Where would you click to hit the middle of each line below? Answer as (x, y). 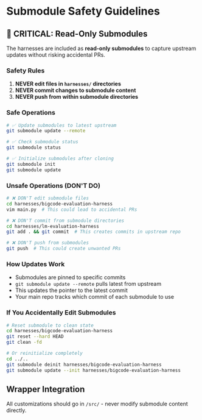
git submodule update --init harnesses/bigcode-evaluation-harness (94, 370)
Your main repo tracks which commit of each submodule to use (95, 297)
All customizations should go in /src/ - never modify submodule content (97, 404)
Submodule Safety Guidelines (83, 11)
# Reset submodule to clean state (50, 325)
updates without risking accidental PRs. (56, 55)
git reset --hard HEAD (35, 336)
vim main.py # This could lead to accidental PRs (72, 209)
